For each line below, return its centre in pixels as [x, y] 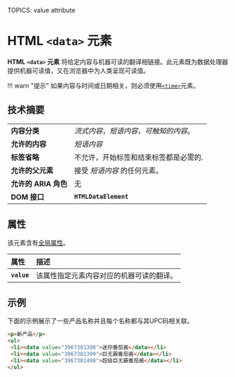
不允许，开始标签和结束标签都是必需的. [138, 157]
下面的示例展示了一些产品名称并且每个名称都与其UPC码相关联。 [101, 321]
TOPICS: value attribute [41, 10]
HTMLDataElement [101, 196]
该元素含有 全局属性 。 [38, 242]
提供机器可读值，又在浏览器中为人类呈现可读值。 [78, 71]
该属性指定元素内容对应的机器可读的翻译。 [107, 275]
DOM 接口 [28, 197]
